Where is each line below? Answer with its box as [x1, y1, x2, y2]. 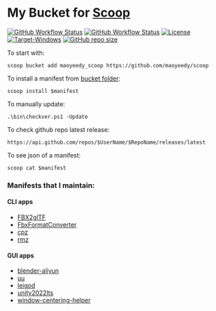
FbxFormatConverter [17, 221, 78, 229]
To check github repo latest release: [7, 125, 110, 133]
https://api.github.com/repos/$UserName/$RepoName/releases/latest [7, 139, 206, 146]
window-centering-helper [17, 296, 91, 305]
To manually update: [7, 99, 66, 108]
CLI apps [7, 198, 33, 206]
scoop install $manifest [7, 87, 79, 94]
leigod [17, 281, 36, 289]
